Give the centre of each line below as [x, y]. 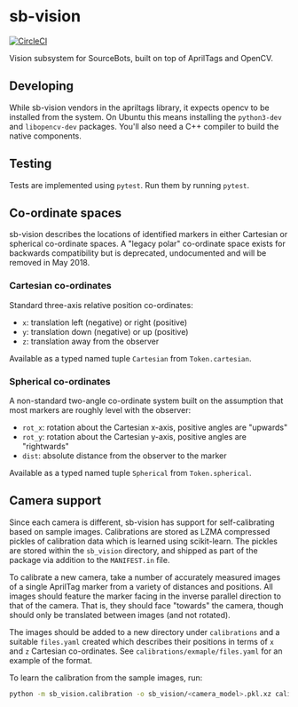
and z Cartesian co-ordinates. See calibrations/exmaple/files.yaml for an [146, 651]
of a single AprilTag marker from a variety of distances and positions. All [141, 586]
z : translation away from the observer [90, 341]
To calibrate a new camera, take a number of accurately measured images [145, 577]
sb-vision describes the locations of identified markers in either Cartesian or [149, 234]
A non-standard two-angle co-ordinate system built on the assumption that [146, 401]
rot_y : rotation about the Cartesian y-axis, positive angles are [134, 436]
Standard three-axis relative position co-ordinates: [101, 305]
